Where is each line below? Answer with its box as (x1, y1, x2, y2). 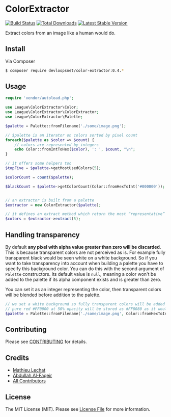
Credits (5, 353, 30, 362)
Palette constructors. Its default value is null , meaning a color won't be (5, 271, 156, 277)
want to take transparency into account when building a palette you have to (5, 260, 163, 266)
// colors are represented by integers (14, 142, 99, 147)
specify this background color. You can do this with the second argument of (5, 266, 164, 272)
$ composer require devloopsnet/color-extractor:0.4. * (5, 68, 124, 73)
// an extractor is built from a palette (5, 197, 95, 203)
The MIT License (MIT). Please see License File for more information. (5, 406, 150, 412)
